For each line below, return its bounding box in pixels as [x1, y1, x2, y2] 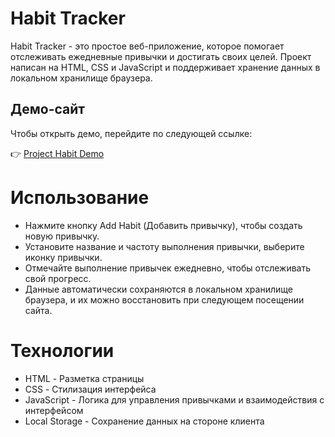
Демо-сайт [10, 101, 86, 118]
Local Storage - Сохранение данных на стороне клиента [24, 415, 265, 427]
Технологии [10, 339, 115, 362]
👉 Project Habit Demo [10, 147, 105, 159]
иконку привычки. [24, 251, 103, 263]
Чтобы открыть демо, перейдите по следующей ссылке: [10, 127, 253, 139]
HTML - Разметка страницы [24, 372, 145, 384]
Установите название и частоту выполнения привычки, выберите [24, 240, 305, 252]
